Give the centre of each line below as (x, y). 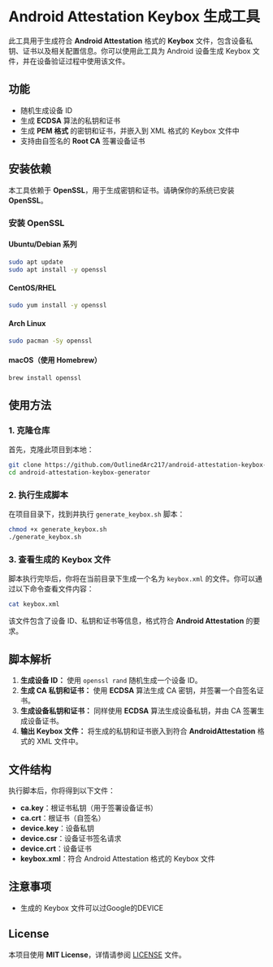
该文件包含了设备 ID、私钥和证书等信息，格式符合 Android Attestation (126, 621)
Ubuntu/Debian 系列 (43, 244)
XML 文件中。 (59, 742)
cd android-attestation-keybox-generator (80, 473)
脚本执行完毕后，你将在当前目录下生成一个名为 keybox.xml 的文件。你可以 (132, 579)
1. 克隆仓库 (29, 430)
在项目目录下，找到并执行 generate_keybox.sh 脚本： (97, 514)
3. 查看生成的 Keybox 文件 (60, 560)
